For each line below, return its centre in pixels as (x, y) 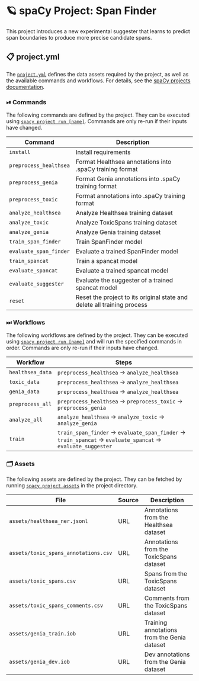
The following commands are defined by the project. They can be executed (98, 115)
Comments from (167, 598)
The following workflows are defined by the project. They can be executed (97, 335)
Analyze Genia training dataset (118, 232)
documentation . (25, 86)
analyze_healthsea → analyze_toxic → (111, 417)
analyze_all (26, 420)
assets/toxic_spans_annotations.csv (61, 553)
